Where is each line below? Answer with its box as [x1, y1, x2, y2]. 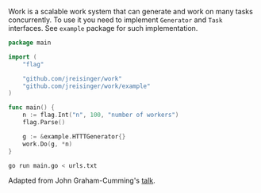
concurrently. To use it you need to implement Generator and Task [8, 15, 223, 25]
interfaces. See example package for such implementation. [8, 24, 198, 32]
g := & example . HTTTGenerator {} [22, 132, 126, 141]
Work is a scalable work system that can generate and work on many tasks [8, 7, 254, 16]
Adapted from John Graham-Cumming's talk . [8, 176, 156, 185]
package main [8, 39, 52, 47]
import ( [8, 53, 37, 61]
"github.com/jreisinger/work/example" [22, 82, 151, 90]
